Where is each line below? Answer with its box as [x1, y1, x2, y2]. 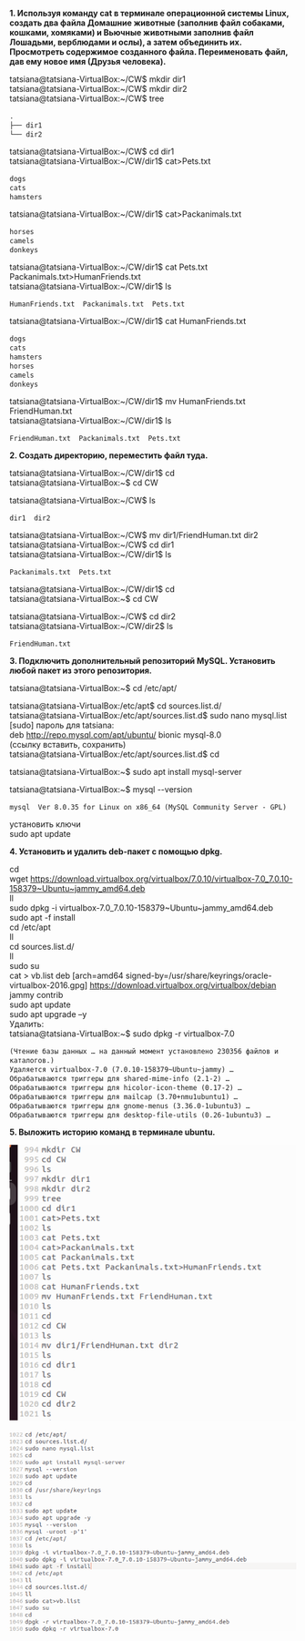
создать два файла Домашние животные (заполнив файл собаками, [9, 17, 285, 28]
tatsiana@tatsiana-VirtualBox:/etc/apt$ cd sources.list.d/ [9, 700, 222, 711]
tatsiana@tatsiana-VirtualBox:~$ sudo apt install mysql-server [9, 767, 243, 777]
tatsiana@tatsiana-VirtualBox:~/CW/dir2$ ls [9, 621, 174, 631]
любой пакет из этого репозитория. [9, 665, 152, 676]
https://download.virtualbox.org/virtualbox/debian [89, 980, 277, 991]
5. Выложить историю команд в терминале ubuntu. [9, 1126, 216, 1137]
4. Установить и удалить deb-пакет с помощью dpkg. [9, 846, 223, 857]
